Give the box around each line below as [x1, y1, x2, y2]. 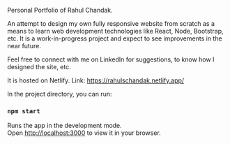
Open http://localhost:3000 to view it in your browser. [7, 129, 162, 137]
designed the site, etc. [7, 63, 71, 71]
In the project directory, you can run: [7, 90, 112, 98]
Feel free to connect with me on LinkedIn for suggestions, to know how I [7, 55, 215, 64]
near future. [7, 42, 42, 50]
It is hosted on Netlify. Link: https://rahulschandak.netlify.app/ [7, 76, 185, 85]
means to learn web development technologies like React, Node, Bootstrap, [7, 27, 224, 35]
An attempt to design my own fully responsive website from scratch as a [7, 20, 215, 27]
